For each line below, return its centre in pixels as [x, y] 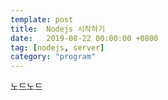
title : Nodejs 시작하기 [58, 29]
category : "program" [53, 57]
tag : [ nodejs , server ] [57, 47]
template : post [42, 19]
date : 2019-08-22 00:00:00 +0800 [84, 38]
